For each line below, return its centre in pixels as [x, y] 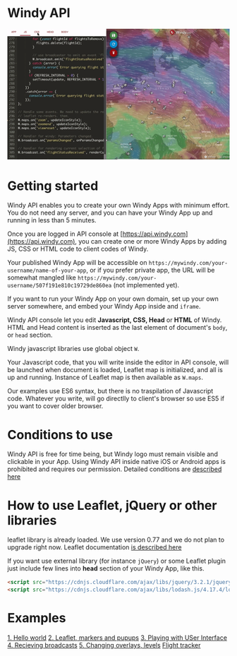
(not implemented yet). [146, 285]
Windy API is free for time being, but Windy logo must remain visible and [113, 454]
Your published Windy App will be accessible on [77, 263]
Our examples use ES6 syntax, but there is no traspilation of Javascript [110, 391]
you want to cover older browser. [55, 406]
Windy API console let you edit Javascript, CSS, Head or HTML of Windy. [115, 320]
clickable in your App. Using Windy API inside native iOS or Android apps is [116, 462]
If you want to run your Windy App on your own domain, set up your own [113, 299]
